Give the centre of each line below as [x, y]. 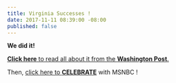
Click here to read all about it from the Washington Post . [88, 59]
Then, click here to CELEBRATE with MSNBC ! [72, 72]
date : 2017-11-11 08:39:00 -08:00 [57, 20]
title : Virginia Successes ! [49, 13]
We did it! [21, 46]
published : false [32, 26]
